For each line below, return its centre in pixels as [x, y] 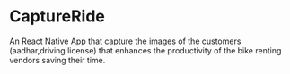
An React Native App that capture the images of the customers [125, 41]
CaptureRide [57, 16]
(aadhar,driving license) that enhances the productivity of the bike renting [145, 50]
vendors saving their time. [57, 60]
